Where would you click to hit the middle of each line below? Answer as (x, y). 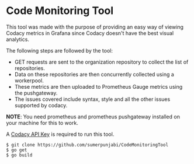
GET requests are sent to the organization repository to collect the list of (101, 62)
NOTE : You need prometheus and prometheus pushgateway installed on (93, 116)
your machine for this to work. (42, 123)
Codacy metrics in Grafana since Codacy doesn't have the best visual (90, 33)
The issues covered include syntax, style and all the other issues (92, 99)
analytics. (18, 39)
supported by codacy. (41, 105)
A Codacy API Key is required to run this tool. (60, 134)
